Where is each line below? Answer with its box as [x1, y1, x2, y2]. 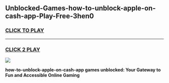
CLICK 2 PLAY [5, 46, 40, 53]
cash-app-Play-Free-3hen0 [5, 12, 94, 21]
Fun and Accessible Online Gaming [5, 72, 80, 78]
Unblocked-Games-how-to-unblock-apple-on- [5, 4, 156, 13]
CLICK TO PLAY [5, 27, 44, 34]
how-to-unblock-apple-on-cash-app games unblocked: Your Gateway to [5, 66, 161, 72]
